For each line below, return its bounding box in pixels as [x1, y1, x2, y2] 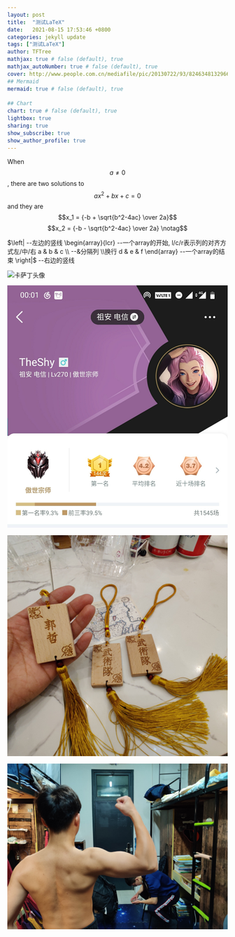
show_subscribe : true [7, 130, 71, 137]
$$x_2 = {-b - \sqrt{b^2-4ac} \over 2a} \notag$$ [47, 224, 187, 233]
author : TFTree [7, 48, 52, 55]
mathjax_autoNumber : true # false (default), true [7, 63, 158, 70]
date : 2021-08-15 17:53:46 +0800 [7, 26, 111, 33]
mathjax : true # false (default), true [7, 56, 124, 63]
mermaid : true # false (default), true [7, 85, 124, 93]
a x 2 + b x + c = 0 [94, 190, 141, 200]
